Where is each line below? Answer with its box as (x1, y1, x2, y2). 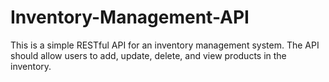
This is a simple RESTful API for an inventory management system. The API (10, 39, 320, 51)
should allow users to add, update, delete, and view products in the (10, 49, 287, 61)
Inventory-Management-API (10, 6, 250, 29)
